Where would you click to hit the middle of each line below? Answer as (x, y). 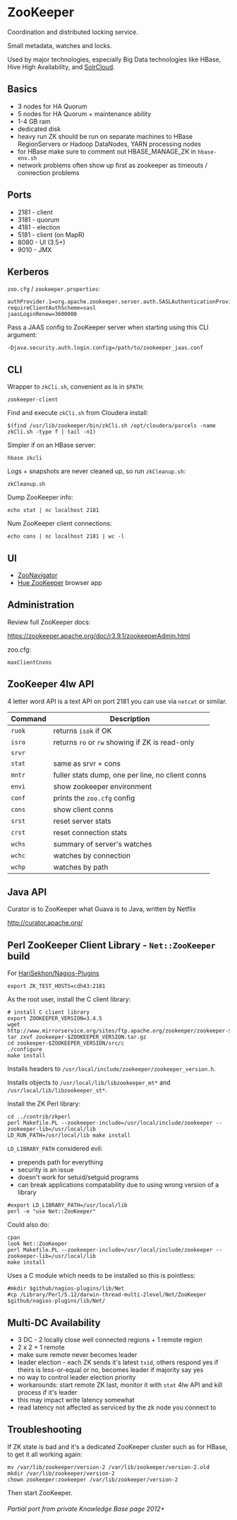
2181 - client (35, 212)
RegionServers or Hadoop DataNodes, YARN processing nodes (109, 144)
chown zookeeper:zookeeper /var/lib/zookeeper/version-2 (93, 1480)
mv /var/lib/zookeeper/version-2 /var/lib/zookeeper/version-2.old (109, 1467)
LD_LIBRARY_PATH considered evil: (55, 1149)
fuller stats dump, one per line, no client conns (130, 775)
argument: (22, 335)
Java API (27, 892)
